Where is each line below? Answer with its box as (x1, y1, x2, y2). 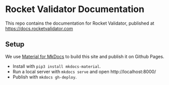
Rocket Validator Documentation (5, 4, 145, 15)
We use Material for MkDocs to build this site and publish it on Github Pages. (5, 53, 164, 59)
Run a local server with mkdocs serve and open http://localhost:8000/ (12, 68, 156, 74)
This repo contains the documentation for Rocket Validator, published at (5, 20, 155, 26)
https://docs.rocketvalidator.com (5, 25, 73, 31)
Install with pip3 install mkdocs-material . (12, 63, 101, 69)
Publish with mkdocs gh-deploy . (12, 74, 77, 80)
